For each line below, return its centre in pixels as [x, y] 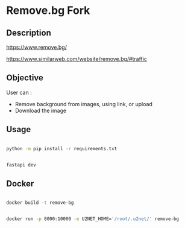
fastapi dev [21, 165]
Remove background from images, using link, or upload [83, 104]
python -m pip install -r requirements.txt [62, 148]
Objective [25, 78]
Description [29, 33]
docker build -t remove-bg [40, 203]
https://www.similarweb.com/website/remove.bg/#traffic [77, 59]
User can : [19, 92]
